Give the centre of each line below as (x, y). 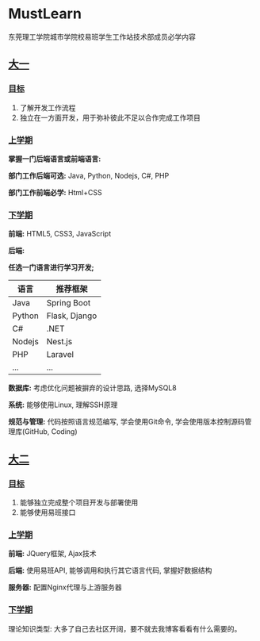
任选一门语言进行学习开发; (51, 267)
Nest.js (59, 342)
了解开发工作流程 (48, 107)
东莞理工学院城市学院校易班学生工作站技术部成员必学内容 (102, 36)
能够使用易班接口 (48, 512)
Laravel (60, 355)
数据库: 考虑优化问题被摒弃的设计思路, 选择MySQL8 (92, 388)
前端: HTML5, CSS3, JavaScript (60, 234)
